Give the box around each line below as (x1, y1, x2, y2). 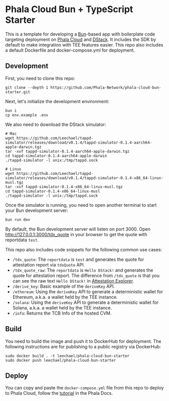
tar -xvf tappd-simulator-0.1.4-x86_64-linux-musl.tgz (5, 184, 123, 189)
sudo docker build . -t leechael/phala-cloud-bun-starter (5, 353, 130, 359)
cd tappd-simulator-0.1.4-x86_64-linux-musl (5, 189, 100, 194)
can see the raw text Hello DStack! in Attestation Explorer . (12, 278, 134, 284)
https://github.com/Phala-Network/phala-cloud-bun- (50, 85, 161, 90)
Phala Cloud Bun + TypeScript (5, 4, 134, 15)
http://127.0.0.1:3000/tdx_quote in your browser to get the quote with (5, 231, 147, 237)
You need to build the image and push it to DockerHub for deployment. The (5, 338, 161, 344)
